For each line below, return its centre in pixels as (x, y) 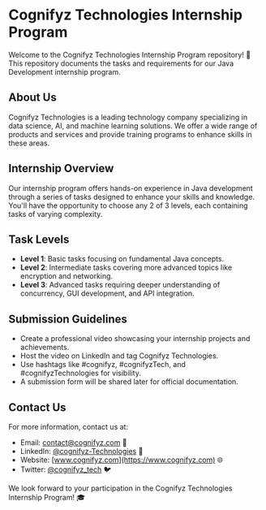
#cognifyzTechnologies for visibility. (81, 373)
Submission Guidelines (68, 319)
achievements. (45, 348)
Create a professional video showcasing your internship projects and (135, 339)
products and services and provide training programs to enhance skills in (131, 134)
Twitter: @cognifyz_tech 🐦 (66, 469)
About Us (32, 98)
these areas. (29, 143)
